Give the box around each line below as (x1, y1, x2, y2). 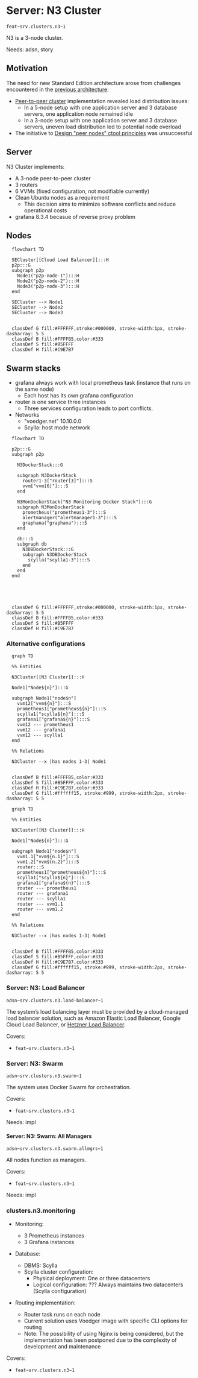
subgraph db (17, 541, 47, 548)
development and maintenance (23, 1342, 101, 1350)
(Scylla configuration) (32, 1287, 87, 1294)
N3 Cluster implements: (6, 163, 65, 170)
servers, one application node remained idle (23, 110, 134, 118)
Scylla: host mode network (23, 424, 90, 431)
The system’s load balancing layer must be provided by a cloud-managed (6, 1008, 188, 1015)
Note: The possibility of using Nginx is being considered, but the (23, 1330, 184, 1337)
